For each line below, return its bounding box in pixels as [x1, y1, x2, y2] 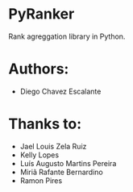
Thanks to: [8, 115, 82, 133]
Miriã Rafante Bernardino [19, 167, 103, 177]
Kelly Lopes [19, 150, 59, 160]
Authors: [8, 60, 69, 78]
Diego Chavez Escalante [19, 86, 102, 96]
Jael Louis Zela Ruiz [19, 141, 87, 151]
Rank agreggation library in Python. [8, 31, 126, 41]
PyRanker [8, 5, 75, 23]
